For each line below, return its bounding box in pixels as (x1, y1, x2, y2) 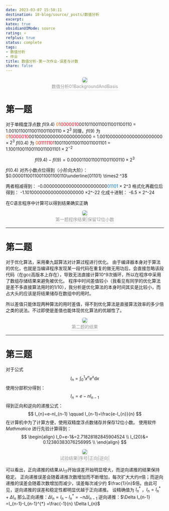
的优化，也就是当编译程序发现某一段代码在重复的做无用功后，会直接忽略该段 (6, 265, 164, 271)
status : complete (6, 40, 42, 45)
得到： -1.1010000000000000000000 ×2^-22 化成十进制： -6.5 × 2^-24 (6, 189, 155, 195)
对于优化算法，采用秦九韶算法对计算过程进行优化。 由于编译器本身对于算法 (6, 259, 161, 265)
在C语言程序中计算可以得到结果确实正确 (6, 200, 88, 206)
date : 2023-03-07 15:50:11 (6, 7, 62, 13)
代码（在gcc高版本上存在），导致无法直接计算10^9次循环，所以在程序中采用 (6, 272, 161, 278)
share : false (6, 63, 33, 68)
